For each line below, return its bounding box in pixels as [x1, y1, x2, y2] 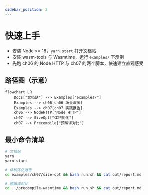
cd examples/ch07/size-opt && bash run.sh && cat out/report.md [5, 172, 142, 177]
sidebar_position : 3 [5, 7, 48, 12]
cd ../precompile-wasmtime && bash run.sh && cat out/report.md [5, 186, 142, 191]
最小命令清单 [5, 135, 45, 144]
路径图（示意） [5, 76, 51, 85]
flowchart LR [5, 90, 32, 95]
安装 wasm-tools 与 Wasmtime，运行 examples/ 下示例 [12, 54, 124, 60]
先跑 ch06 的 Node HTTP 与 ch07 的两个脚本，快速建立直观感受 [12, 60, 144, 66]
